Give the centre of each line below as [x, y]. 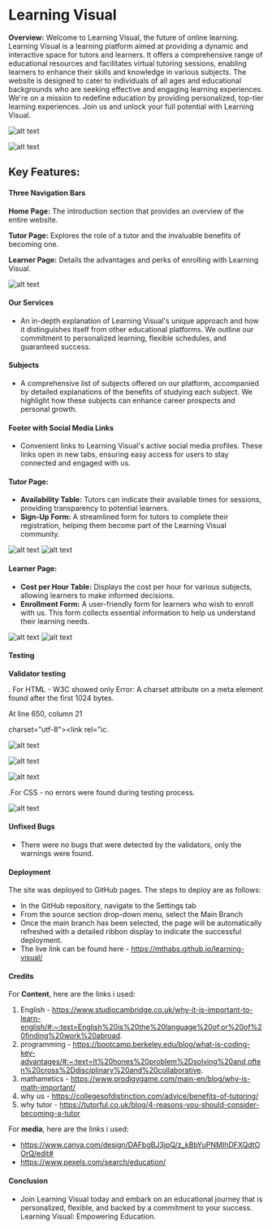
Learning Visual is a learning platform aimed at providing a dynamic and [128, 45]
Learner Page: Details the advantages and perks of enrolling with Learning [134, 260]
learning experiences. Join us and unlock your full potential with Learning [131, 106]
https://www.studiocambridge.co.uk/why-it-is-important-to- [152, 1010]
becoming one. [34, 244]
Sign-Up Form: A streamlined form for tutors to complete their [124, 517]
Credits [21, 976]
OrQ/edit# [37, 1153]
